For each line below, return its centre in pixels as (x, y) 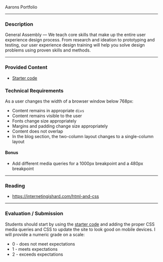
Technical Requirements (34, 90)
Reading (15, 186)
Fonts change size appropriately (44, 121)
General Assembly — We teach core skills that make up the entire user (75, 35)
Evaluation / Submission (34, 213)
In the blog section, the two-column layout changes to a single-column (83, 136)
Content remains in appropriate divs (48, 110)
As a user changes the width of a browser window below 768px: (69, 101)
